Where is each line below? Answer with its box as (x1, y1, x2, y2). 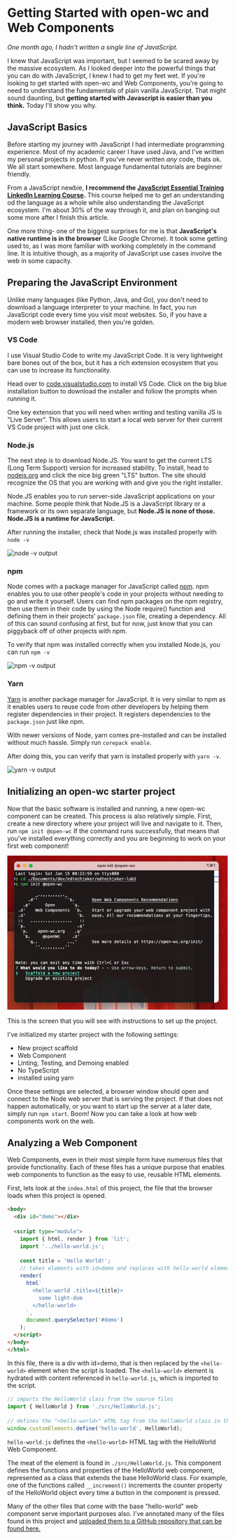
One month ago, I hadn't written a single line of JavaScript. (7, 43, 178, 51)
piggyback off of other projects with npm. (7, 627, 127, 635)
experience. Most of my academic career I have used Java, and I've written (7, 147, 225, 155)
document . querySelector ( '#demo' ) (25, 1316, 124, 1324)
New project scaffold (17, 1043, 78, 1052)
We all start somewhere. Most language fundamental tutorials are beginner (7, 162, 223, 171)
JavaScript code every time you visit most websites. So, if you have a (7, 310, 208, 319)
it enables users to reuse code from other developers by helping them (7, 702, 208, 711)
